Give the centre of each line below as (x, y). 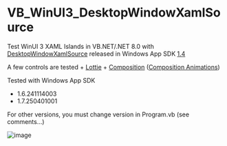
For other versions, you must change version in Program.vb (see (98, 114)
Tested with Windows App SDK (51, 80)
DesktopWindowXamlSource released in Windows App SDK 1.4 (96, 54)
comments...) (26, 121)
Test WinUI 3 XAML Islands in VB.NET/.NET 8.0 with (81, 46)
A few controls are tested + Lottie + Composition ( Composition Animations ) (113, 67)
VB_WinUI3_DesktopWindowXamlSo (114, 13)
